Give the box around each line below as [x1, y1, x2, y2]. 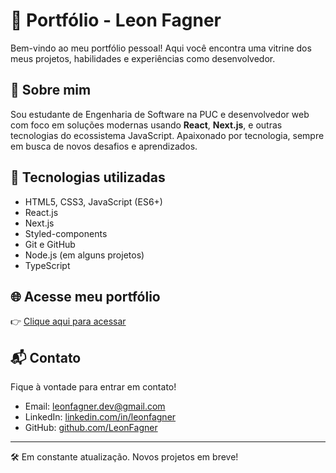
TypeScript [24, 259, 71, 271]
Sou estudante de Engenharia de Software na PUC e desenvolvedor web [10, 108, 310, 120]
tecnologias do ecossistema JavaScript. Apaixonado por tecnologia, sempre [10, 129, 325, 141]
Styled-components [24, 227, 108, 239]
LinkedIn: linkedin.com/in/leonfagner [24, 411, 177, 423]
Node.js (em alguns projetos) [24, 249, 145, 261]
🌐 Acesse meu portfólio [10, 288, 161, 305]
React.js [24, 206, 59, 218]
